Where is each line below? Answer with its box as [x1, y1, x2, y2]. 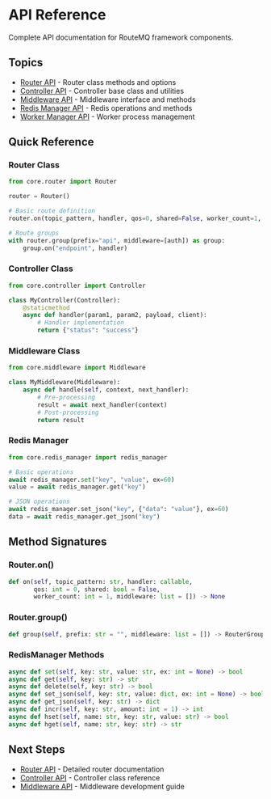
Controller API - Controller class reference [19, 772, 161, 782]
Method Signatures [8, 535, 107, 549]
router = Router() [8, 192, 70, 201]
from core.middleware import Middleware [8, 364, 147, 372]
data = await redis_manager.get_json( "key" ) [8, 513, 161, 521]
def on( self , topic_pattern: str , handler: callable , [8, 577, 194, 586]
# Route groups [8, 229, 60, 237]
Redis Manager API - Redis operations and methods [19, 103, 193, 112]
